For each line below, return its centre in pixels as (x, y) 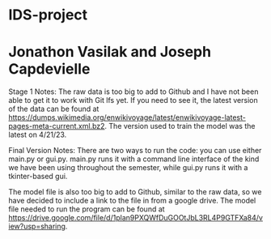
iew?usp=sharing (37, 226)
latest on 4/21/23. (38, 134)
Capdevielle (49, 69)
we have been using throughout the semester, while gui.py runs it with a (128, 168)
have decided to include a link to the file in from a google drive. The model (132, 201)
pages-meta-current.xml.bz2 (57, 126)
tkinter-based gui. (38, 177)
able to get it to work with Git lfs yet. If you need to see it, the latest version (133, 100)
